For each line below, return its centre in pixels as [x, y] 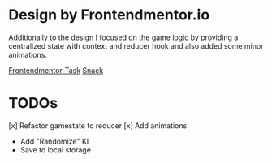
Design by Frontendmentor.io [109, 15]
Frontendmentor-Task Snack [56, 70]
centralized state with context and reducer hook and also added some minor [136, 45]
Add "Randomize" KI [54, 141]
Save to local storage [56, 150]
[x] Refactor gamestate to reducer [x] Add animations [98, 125]
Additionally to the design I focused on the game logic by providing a [123, 37]
